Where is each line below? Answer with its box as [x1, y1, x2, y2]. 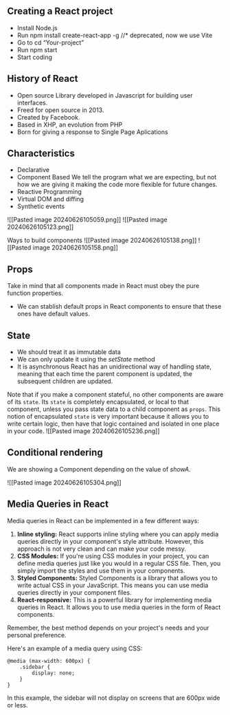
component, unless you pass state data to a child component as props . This [7, 405, 221, 413]
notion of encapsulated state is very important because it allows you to [7, 412, 209, 421]
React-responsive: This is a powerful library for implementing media [16, 595, 212, 604]
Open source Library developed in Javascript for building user [16, 91, 194, 99]
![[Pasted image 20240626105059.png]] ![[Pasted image [7, 216, 168, 224]
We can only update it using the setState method [16, 355, 156, 364]
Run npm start [16, 45, 58, 54]
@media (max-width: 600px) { [7, 657, 91, 664]
